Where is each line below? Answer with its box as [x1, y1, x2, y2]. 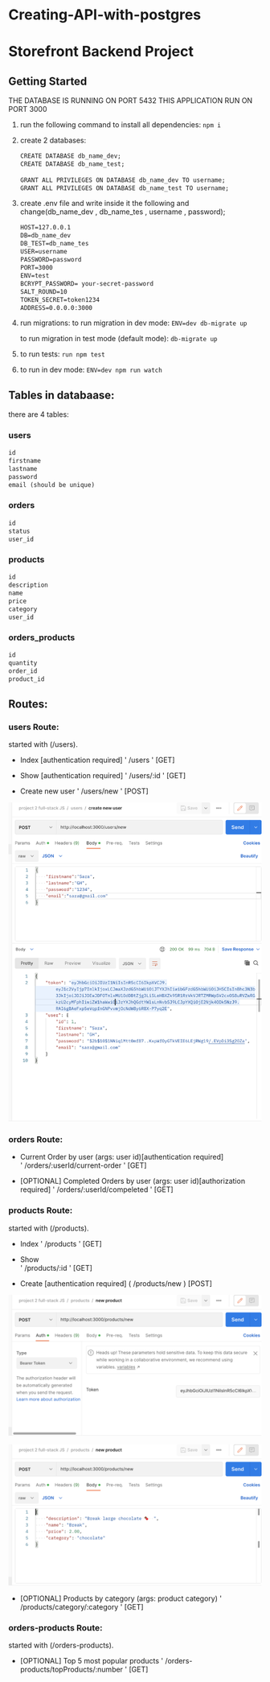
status [8, 527, 31, 535]
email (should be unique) [8, 481, 95, 489]
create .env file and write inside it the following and [19, 199, 190, 208]
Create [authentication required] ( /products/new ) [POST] [19, 1278, 213, 1288]
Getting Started [8, 74, 88, 88]
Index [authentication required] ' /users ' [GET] [19, 755, 175, 765]
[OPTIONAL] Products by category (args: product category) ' [19, 1593, 223, 1603]
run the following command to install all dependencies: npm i [19, 120, 221, 130]
